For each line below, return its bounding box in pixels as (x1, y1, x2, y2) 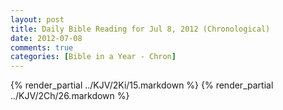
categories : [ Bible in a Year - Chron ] (10, 52, 177, 62)
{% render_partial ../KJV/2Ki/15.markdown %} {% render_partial (10, 79, 274, 91)
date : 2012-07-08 (10, 33, 83, 43)
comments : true (10, 42, 74, 53)
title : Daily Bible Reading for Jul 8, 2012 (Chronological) (10, 24, 271, 34)
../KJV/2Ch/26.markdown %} (10, 90, 130, 102)
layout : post (10, 14, 65, 25)
